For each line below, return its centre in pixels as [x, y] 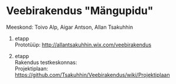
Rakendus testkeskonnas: [46, 62]
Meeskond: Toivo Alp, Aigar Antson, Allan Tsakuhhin [70, 27]
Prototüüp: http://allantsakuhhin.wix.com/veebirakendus [83, 45]
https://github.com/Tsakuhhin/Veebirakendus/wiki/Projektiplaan [92, 75]
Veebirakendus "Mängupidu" [80, 11]
